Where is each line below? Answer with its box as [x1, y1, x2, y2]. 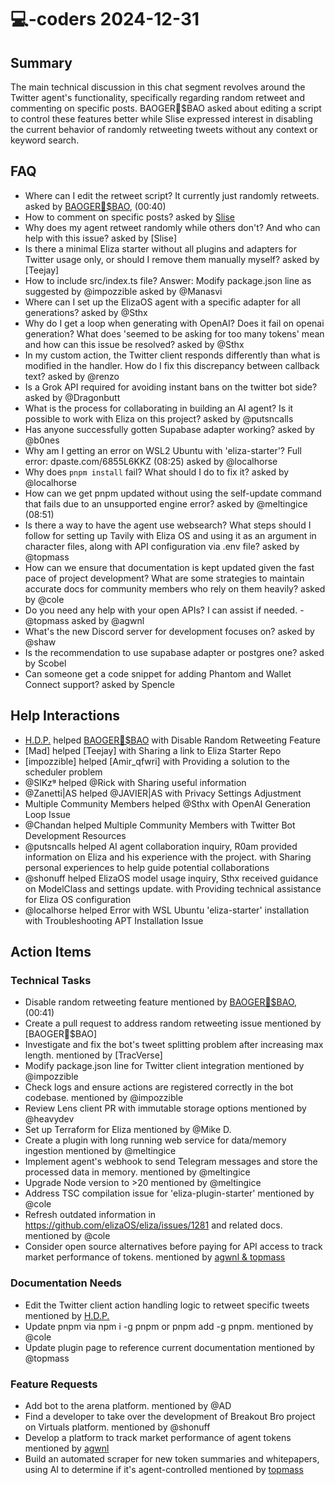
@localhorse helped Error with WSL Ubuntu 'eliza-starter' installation [24, 904, 310, 916]
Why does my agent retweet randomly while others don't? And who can [24, 221, 321, 233]
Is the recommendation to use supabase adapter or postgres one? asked [24, 646, 325, 658]
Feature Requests [10, 1377, 98, 1391]
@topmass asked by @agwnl [24, 614, 145, 626]
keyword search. [10, 134, 80, 146]
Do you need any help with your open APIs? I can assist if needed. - [24, 604, 305, 616]
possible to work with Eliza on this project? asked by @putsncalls [24, 412, 294, 425]
